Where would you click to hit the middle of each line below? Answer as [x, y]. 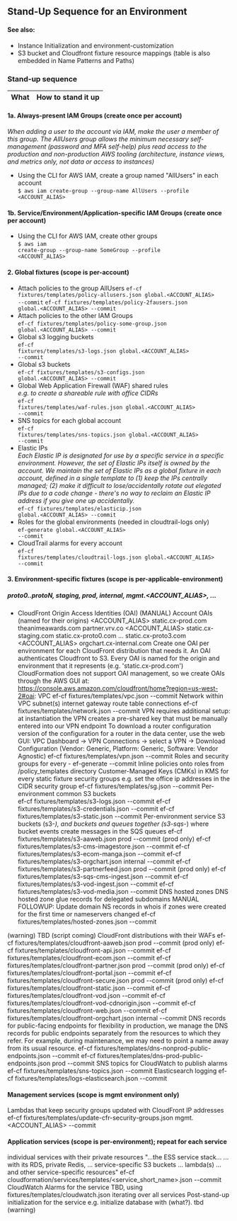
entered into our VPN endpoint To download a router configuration [114, 726]
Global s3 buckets [44, 364]
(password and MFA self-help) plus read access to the [127, 147]
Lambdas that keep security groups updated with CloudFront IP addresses [116, 1111]
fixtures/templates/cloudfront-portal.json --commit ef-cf [89, 973]
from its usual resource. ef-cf [50, 1048]
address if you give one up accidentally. [76, 500]
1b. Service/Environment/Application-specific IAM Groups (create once [115, 212]
